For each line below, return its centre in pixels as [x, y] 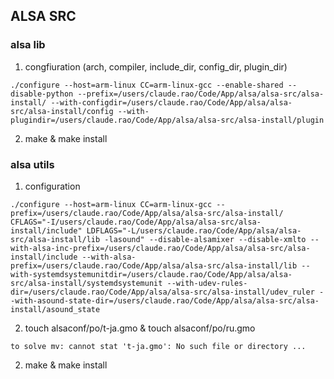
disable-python [42, 94]
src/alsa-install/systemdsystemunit [86, 283]
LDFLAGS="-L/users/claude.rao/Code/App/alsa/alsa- [194, 230]
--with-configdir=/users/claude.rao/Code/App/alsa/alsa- [171, 102]
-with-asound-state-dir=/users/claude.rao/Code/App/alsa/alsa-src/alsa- [165, 300]
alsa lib [28, 45]
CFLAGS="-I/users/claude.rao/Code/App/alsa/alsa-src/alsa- [136, 222]
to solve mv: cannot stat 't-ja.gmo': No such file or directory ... [158, 346]
